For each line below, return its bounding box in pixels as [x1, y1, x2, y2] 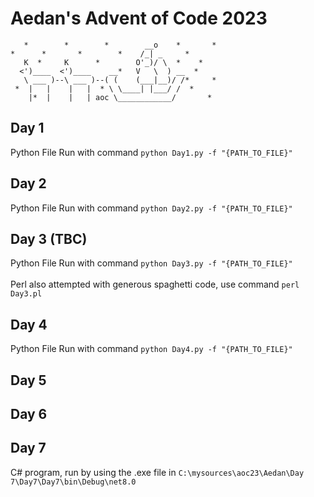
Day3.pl [10, 289, 43, 299]
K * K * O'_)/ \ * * [23, 57, 203, 67]
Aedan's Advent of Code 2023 [10, 7, 268, 30]
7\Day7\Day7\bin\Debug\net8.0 [10, 477, 137, 487]
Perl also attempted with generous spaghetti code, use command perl [10, 278, 300, 291]
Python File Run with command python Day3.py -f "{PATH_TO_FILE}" [10, 257, 293, 269]
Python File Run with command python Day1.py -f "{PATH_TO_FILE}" [10, 146, 293, 158]
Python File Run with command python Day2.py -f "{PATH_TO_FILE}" [10, 202, 293, 214]
